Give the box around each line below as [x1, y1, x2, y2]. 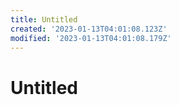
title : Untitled [10, 14, 78, 25]
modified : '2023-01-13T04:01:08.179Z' [10, 33, 172, 43]
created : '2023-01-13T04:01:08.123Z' [10, 24, 168, 34]
